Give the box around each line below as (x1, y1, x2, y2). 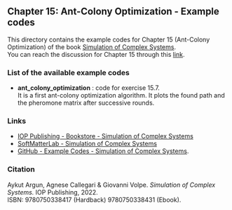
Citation (7, 164, 35, 174)
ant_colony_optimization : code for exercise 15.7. (17, 84, 160, 92)
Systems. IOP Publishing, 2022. (7, 188, 98, 196)
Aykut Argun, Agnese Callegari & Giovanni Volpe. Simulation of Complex (7, 181, 216, 189)
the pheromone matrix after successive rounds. (17, 98, 155, 107)
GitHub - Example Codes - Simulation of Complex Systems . (17, 147, 189, 155)
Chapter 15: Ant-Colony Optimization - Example (7, 6, 219, 18)
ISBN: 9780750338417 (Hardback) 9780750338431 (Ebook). (7, 195, 182, 204)
